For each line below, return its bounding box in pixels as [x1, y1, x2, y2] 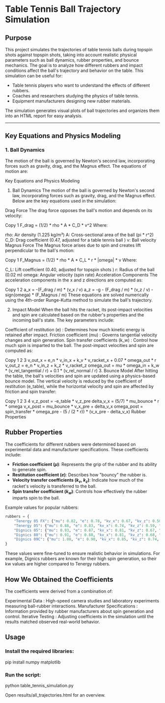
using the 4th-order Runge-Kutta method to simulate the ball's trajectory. [5, 297, 153, 303]
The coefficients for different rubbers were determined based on [5, 441, 136, 447]
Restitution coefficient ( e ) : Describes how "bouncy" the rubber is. [12, 472, 147, 478]
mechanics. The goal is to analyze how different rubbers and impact [5, 63, 143, 68]
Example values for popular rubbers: [5, 504, 79, 511]
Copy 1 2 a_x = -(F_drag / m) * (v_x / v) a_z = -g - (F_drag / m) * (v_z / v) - [5, 286, 154, 292]
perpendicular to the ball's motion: [5, 247, 75, 253]
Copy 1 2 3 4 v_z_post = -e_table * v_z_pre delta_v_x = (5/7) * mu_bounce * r [5, 398, 160, 404]
